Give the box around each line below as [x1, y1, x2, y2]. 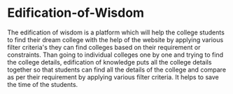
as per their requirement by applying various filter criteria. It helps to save [7, 72, 219, 81]
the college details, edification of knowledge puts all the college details [7, 58, 212, 66]
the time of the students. [7, 80, 78, 88]
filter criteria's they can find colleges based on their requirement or [7, 43, 201, 51]
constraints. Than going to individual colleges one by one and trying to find [7, 51, 224, 59]
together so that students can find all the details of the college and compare [7, 65, 226, 74]
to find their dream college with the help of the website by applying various [7, 35, 224, 43]
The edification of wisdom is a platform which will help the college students [7, 28, 225, 36]
